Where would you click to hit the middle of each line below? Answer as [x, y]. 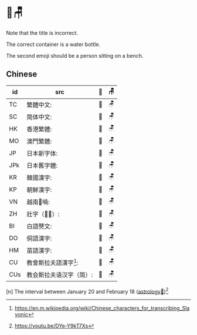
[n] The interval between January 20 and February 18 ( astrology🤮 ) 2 [87, 291]
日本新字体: [42, 154]
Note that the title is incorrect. [42, 33]
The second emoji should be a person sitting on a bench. [75, 55]
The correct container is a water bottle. [53, 44]
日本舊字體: [42, 165]
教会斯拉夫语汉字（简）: [60, 275]
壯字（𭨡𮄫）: [43, 214]
